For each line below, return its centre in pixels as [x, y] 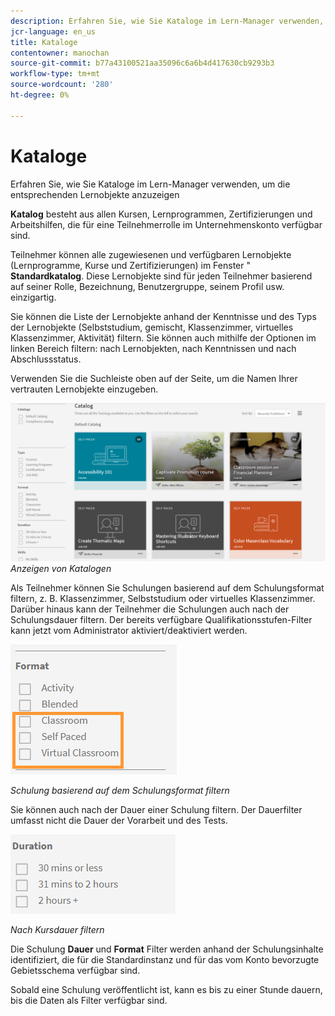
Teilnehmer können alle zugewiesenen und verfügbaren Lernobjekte [151, 254]
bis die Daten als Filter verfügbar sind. [89, 1000]
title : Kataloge [44, 42]
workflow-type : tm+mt [55, 74]
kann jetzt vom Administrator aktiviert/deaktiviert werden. [129, 630]
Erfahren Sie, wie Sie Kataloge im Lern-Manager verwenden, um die [150, 184]
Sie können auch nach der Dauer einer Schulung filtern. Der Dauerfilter [156, 809]
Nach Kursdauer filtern [57, 929]
